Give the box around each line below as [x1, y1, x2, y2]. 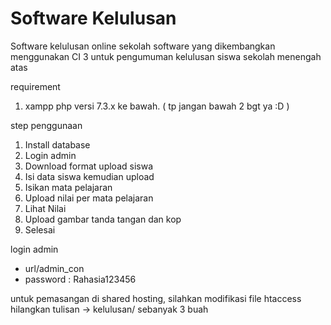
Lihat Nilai [24, 202, 67, 214]
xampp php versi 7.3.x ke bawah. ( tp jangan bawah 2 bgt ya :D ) [24, 100, 290, 112]
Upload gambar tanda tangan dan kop [24, 213, 182, 225]
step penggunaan [10, 119, 83, 131]
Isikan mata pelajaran [24, 181, 113, 193]
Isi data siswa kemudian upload [24, 170, 155, 182]
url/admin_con [24, 262, 85, 274]
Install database [24, 138, 91, 151]
